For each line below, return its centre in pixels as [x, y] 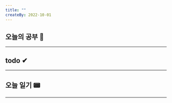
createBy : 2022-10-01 [28, 15]
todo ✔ [17, 60]
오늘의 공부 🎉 [25, 37]
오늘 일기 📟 [23, 85]
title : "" [16, 10]
